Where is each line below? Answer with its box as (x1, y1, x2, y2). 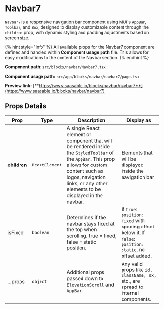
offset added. (121, 252, 152, 259)
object (31, 279, 47, 284)
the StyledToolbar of (66, 149, 114, 156)
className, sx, (121, 272, 157, 278)
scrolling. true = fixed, (66, 232, 117, 239)
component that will (66, 137, 112, 144)
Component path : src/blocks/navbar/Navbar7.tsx (5, 64, 106, 70)
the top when (66, 226, 97, 233)
